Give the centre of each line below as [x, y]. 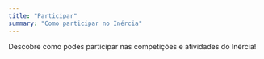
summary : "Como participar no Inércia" [75, 23]
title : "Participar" [43, 16]
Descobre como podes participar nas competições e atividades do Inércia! [132, 46]
